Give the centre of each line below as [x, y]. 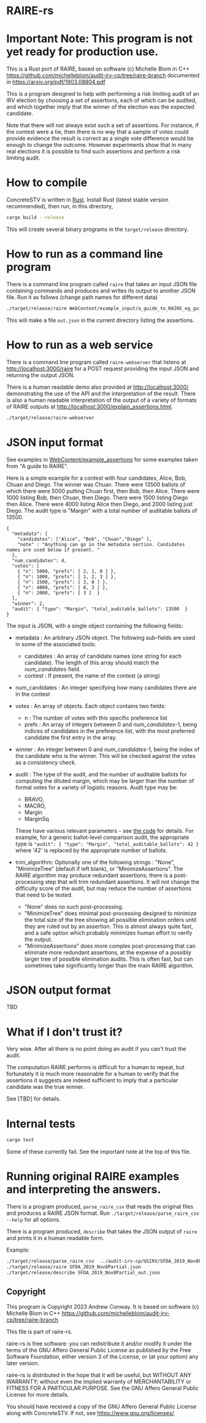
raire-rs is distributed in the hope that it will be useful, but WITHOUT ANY [99, 1375]
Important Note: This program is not [100, 39]
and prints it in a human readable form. [55, 1238]
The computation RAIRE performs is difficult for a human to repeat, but [96, 1067]
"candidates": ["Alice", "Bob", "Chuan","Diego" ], [85, 539]
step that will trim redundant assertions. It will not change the [122, 881]
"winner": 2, [29, 603]
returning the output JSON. [40, 375]
